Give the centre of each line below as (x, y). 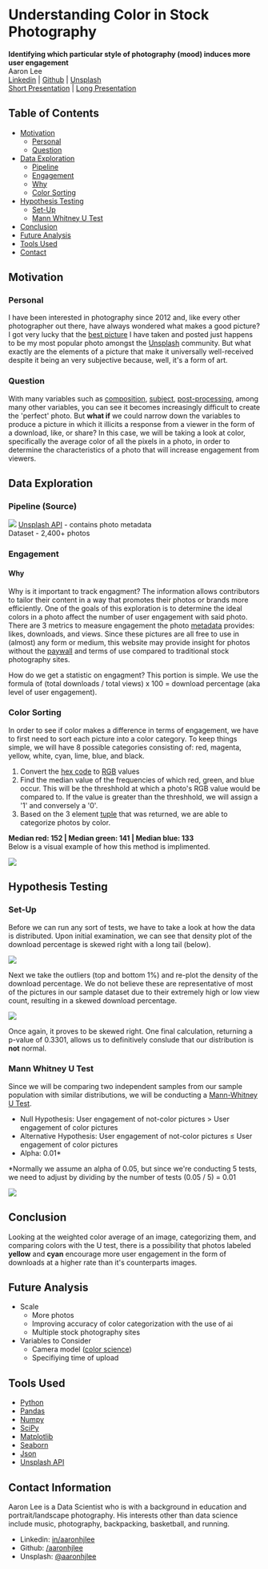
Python (32, 1403)
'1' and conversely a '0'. (59, 805)
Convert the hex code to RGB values (80, 771)
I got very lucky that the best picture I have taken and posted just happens (131, 335)
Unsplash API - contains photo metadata (85, 525)
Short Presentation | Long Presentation (72, 88)
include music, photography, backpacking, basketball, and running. (119, 1524)
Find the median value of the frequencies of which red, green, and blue (137, 779)
